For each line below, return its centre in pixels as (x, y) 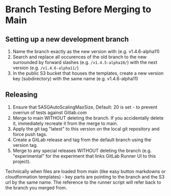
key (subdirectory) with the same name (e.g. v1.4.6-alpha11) (75, 79)
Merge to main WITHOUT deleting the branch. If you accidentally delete (88, 118)
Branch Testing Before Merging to (78, 9)
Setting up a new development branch (67, 39)
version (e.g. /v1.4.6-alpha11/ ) (46, 68)
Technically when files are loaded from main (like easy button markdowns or (86, 171)
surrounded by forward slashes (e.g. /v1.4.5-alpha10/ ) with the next (85, 62)
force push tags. (30, 134)
